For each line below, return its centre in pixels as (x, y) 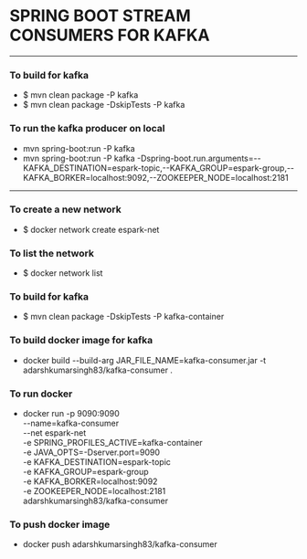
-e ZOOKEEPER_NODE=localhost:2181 (94, 491)
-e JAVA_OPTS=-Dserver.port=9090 (91, 452)
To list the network (52, 253)
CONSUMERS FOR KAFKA (110, 35)
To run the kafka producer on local (87, 129)
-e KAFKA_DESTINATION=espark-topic (97, 462)
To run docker (41, 394)
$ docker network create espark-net (91, 229)
